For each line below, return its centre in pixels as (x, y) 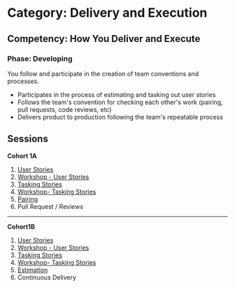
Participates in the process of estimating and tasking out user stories (116, 94)
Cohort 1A (22, 156)
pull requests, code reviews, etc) (64, 109)
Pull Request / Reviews (50, 206)
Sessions (28, 139)
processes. (23, 81)
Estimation (33, 270)
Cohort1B (21, 226)
